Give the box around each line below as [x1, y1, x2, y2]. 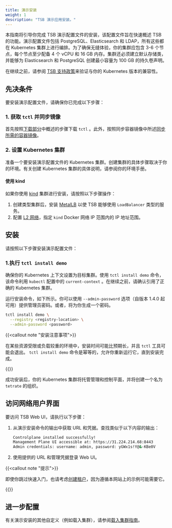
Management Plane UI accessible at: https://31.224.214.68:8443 [12, 439, 154, 445]
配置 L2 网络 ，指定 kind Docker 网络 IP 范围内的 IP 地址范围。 [12, 214, 144, 220]
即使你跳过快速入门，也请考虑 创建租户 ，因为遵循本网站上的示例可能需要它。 [5, 476, 167, 482]
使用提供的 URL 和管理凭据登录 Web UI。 [12, 454, 100, 460]
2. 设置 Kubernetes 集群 [5, 147, 65, 154]
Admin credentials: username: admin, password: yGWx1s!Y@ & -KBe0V [12, 444, 156, 450]
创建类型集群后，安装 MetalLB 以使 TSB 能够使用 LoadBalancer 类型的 [12, 201, 160, 208]
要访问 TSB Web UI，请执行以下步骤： [5, 414, 86, 420]
